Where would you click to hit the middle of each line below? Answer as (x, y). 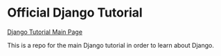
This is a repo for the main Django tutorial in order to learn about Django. (111, 45)
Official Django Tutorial (75, 13)
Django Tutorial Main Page (45, 32)
